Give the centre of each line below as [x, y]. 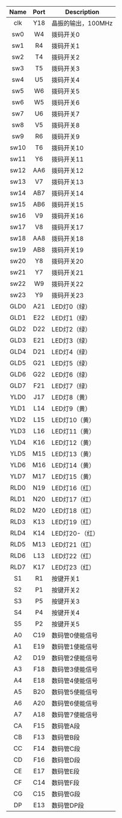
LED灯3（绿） [71, 341]
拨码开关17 [68, 227]
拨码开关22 [68, 284]
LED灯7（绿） [71, 386]
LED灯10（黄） [73, 420]
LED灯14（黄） [73, 465]
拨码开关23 [68, 295]
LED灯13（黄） [73, 454]
